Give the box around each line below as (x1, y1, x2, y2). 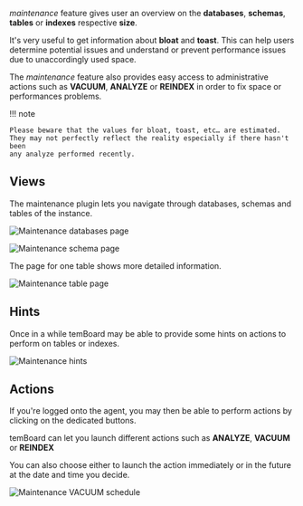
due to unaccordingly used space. (9, 54, 137, 64)
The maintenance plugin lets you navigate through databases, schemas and (9, 198, 292, 209)
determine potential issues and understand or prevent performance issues (9, 44, 287, 55)
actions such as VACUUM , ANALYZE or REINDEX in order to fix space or (9, 81, 282, 91)
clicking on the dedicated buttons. (9, 415, 137, 426)
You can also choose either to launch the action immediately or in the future (9, 460, 292, 471)
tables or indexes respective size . (9, 17, 137, 28)
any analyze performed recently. (9, 149, 136, 158)
